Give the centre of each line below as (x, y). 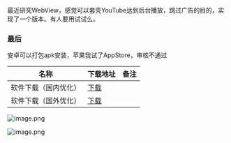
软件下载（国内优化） (46, 88)
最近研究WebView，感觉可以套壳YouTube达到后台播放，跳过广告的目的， (113, 10)
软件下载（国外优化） (46, 101)
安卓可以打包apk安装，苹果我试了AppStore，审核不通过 (87, 55)
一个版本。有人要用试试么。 (59, 19)
